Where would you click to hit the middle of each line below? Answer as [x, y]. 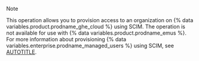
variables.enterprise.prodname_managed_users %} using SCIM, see [90, 45]
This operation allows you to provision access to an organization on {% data [100, 20]
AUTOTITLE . [22, 52]
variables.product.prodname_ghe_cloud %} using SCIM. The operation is [96, 27]
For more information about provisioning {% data [66, 39]
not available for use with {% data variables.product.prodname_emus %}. [97, 33]
